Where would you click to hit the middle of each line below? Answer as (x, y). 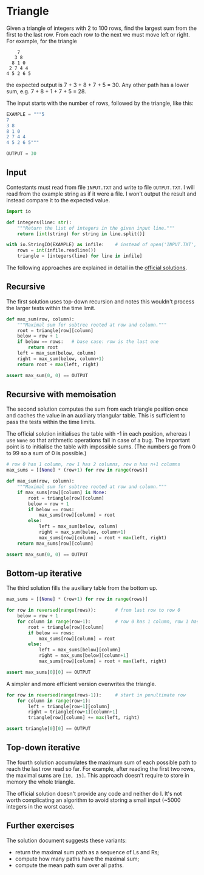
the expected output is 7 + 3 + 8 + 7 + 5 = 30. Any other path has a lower (98, 85)
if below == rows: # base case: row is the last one (88, 342)
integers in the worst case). (40, 806)
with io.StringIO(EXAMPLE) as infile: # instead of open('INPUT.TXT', (102, 245)
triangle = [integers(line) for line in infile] (80, 256)
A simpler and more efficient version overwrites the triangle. (81, 684)
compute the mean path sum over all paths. (70, 865)
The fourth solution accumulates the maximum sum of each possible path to (102, 762)
